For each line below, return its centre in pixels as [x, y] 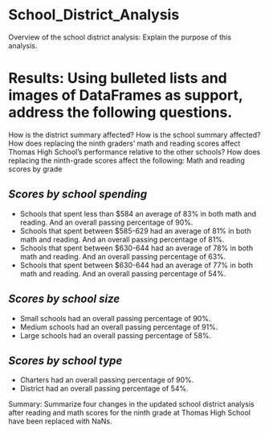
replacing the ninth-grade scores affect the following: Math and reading [126, 160]
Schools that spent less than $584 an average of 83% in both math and [138, 213]
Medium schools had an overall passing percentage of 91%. [119, 327]
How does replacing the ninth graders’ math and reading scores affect [124, 143]
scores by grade [35, 169]
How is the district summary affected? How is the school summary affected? [134, 134]
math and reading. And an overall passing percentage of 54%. [123, 273]
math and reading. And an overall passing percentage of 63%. [123, 256]
